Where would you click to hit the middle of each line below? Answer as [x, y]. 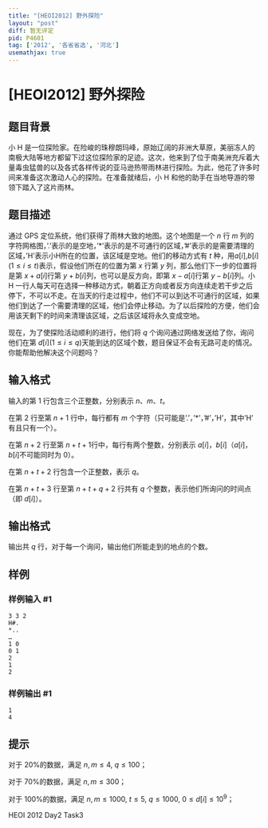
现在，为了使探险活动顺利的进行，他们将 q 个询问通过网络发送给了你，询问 [131, 332]
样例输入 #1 [30, 599]
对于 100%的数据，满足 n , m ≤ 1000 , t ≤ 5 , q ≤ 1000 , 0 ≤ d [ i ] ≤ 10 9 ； [121, 798]
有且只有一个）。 [35, 427]
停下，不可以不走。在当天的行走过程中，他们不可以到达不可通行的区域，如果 [134, 295]
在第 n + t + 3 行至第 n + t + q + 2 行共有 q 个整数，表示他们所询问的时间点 [130, 489]
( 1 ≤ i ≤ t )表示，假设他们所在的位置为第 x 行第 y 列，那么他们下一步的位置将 [133, 265]
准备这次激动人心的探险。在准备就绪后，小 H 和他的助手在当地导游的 [135, 177]
